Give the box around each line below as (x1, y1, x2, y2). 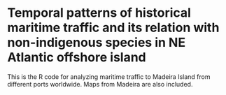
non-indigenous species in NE (7, 35, 186, 50)
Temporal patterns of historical (7, 5, 191, 21)
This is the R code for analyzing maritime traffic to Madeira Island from (7, 72, 211, 81)
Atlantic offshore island (7, 50, 146, 66)
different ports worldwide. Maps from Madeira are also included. (7, 80, 193, 88)
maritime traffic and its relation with (7, 20, 220, 36)
